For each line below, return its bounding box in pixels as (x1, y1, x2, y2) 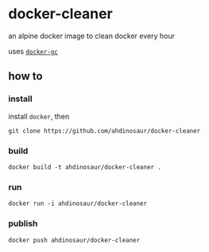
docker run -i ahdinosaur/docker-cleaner (8, 200, 148, 207)
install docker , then (8, 111, 70, 121)
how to (8, 69, 43, 83)
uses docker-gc (8, 46, 58, 56)
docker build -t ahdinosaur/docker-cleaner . (8, 163, 161, 171)
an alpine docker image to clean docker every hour (8, 31, 175, 41)
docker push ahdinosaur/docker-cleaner (8, 236, 141, 244)
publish (8, 218, 38, 229)
